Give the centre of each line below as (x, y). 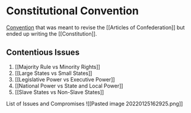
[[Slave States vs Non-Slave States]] (59, 92)
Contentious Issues (43, 53)
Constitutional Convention (73, 11)
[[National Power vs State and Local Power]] (69, 86)
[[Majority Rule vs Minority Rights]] (58, 67)
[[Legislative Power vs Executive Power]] (65, 79)
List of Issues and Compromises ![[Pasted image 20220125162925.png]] (95, 103)
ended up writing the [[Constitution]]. (52, 33)
